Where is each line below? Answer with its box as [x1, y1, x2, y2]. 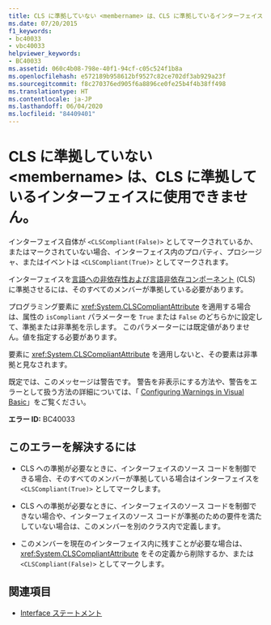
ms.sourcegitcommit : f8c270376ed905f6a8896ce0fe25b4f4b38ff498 [8, 80, 227, 88]
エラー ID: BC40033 [8, 414, 75, 424]
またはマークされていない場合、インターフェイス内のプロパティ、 [8, 247, 227, 256]
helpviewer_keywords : [8, 50, 82, 58]
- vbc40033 [8, 42, 45, 50]
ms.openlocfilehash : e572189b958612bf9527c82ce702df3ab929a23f [8, 72, 227, 80]
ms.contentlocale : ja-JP [8, 95, 92, 103]
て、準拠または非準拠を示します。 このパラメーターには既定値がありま [8, 321, 243, 331]
